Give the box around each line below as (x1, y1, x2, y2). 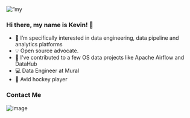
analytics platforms (14, 41, 63, 48)
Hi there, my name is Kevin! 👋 (6, 20, 93, 29)
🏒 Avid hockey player (14, 76, 68, 83)
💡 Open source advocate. (14, 47, 79, 54)
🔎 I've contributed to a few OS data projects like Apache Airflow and (14, 54, 185, 61)
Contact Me (6, 91, 42, 99)
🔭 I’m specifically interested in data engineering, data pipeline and (14, 34, 179, 42)
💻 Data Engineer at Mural (14, 67, 80, 75)
